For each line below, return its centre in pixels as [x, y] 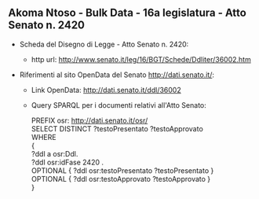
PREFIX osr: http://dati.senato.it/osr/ [89, 120]
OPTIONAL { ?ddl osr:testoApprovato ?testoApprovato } [121, 179]
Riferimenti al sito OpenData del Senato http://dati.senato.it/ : [117, 75]
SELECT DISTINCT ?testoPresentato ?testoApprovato [117, 128]
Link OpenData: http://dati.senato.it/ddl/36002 [106, 90]
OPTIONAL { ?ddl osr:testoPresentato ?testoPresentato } [122, 170]
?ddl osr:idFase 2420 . [67, 162]
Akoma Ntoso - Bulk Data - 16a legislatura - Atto [128, 13]
